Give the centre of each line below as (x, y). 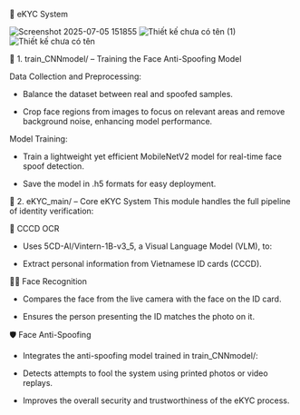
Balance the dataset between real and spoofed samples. (128, 94)
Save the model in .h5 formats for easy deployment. (119, 183)
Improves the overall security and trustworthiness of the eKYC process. (156, 400)
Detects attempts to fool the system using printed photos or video (145, 373)
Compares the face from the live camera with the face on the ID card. (152, 299)
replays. (37, 383)
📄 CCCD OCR (34, 228)
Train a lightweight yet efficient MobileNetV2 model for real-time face (152, 156)
